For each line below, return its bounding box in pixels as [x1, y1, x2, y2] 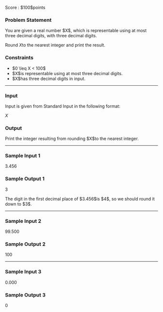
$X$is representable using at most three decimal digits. [12, 70, 123, 76]
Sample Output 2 [5, 241, 46, 247]
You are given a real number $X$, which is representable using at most [5, 28, 147, 33]
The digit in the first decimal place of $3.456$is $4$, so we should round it [5, 196, 155, 202]
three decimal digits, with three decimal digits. [5, 33, 97, 39]
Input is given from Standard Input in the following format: [5, 103, 120, 109]
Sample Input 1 [5, 153, 40, 159]
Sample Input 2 [5, 218, 41, 224]
